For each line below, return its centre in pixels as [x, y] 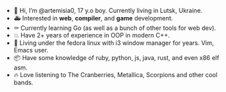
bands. [23, 82]
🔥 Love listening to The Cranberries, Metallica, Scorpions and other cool [115, 75]
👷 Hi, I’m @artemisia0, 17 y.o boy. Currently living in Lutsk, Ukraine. [108, 11]
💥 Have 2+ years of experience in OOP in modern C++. [91, 35]
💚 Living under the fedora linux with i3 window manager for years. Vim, [114, 43]
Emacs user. [31, 50]
